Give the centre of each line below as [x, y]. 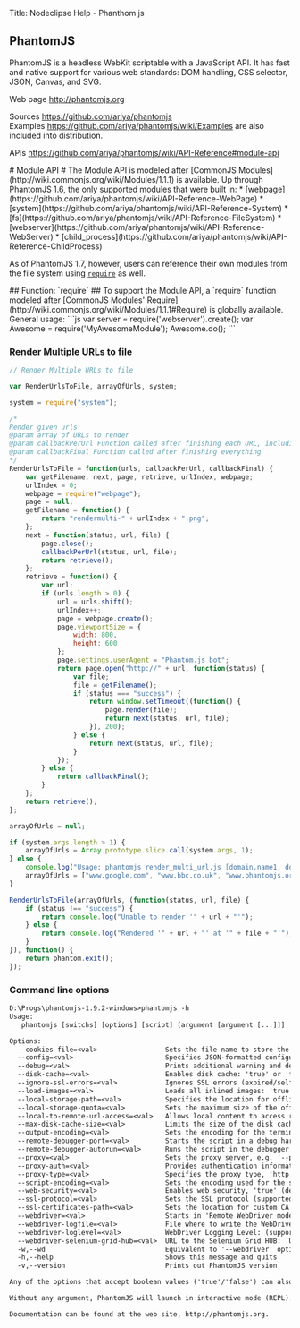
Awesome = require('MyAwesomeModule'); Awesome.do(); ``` [123, 328]
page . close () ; [67, 544]
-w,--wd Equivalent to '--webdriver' [146, 1249]
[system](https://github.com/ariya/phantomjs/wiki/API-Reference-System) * [149, 208]
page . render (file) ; [141, 710]
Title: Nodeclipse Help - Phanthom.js [77, 13]
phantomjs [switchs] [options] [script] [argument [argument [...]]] [153, 1024]
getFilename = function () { [77, 510]
